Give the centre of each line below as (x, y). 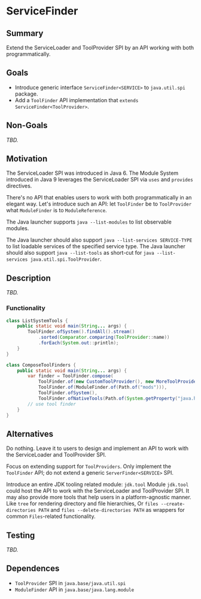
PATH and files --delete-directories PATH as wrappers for (112, 510)
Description (28, 278)
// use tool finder (52, 404)
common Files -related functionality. (51, 516)
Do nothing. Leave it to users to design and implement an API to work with (98, 448)
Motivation (27, 159)
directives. (19, 186)
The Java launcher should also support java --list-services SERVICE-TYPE (99, 240)
